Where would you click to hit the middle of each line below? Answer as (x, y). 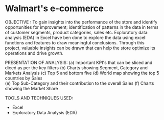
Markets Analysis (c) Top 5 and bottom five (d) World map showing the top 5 (82, 73)
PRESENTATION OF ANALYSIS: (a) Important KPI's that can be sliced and (79, 62)
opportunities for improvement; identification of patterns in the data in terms (82, 27)
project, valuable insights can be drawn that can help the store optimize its (80, 48)
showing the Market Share (32, 88)
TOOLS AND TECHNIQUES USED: (39, 98)
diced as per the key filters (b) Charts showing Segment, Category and (76, 68)
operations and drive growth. (34, 53)
